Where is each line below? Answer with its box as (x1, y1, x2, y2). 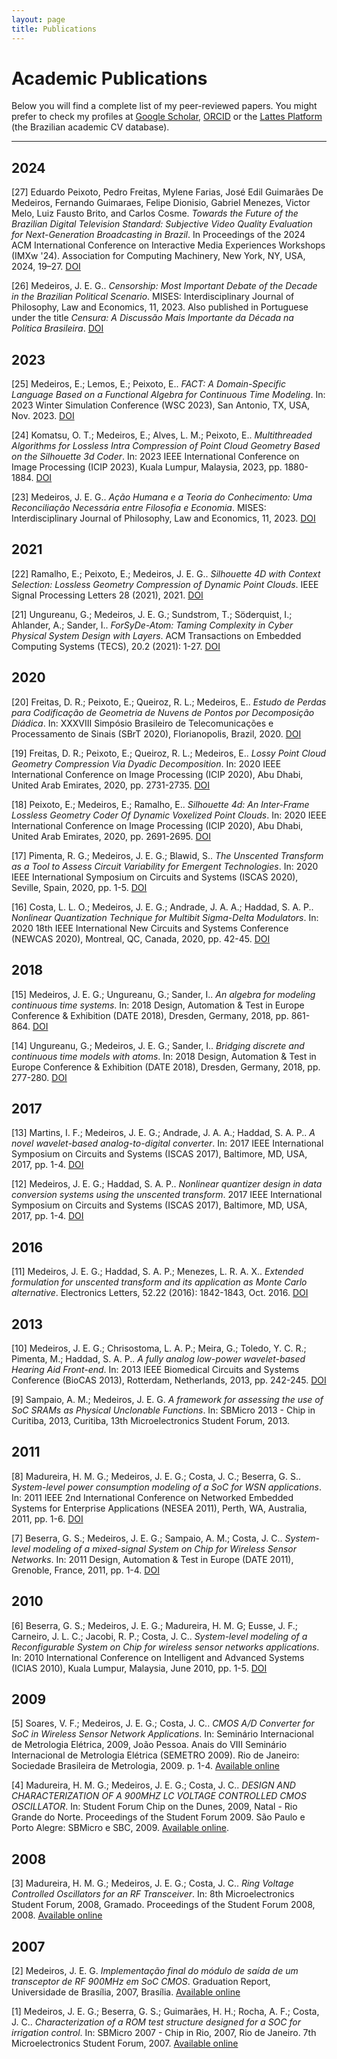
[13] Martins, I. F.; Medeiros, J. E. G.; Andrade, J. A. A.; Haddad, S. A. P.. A (11, 1127, 316, 1139)
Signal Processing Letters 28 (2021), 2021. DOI (11, 589, 204, 601)
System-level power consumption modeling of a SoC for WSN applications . (11, 1481, 323, 1493)
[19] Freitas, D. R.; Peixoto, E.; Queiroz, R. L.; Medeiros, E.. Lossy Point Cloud (11, 747, 327, 759)
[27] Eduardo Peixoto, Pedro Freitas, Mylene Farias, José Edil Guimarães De (11, 186, 324, 198)
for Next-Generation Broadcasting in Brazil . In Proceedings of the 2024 (11, 229, 306, 241)
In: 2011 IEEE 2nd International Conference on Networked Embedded (11, 1491, 294, 1503)
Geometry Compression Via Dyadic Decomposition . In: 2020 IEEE (11, 757, 282, 770)
